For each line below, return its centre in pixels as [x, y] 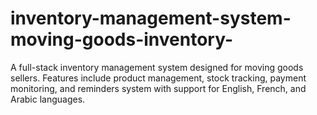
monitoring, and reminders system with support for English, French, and [158, 88]
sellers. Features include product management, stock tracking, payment [158, 78]
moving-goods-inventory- [122, 39]
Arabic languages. [48, 99]
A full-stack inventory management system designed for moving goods [157, 67]
